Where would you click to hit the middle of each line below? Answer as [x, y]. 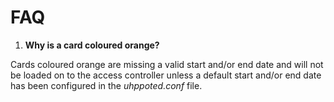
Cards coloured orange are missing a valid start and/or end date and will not [167, 64]
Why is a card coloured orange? [92, 45]
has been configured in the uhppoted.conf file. [106, 85]
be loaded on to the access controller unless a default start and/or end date [166, 75]
